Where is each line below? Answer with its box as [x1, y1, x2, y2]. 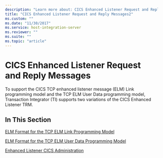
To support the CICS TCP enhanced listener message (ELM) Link [5, 86, 134, 92]
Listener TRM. [5, 102, 33, 107]
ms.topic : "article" [5, 39, 47, 44]
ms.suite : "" [5, 35, 32, 39]
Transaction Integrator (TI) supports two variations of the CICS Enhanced [5, 96, 151, 102]
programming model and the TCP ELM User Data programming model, [5, 91, 146, 97]
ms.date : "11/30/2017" [5, 20, 51, 26]
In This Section [5, 116, 51, 124]
